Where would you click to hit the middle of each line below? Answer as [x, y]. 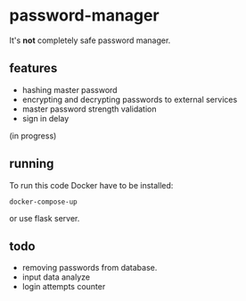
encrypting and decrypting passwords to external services [130, 99]
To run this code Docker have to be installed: [91, 185]
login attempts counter [64, 287]
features [33, 68]
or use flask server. [45, 218]
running [32, 164]
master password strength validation [89, 109]
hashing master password [70, 89]
